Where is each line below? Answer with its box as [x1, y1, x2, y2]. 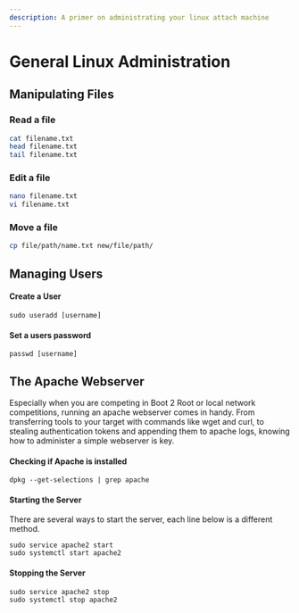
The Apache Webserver [9, 374, 145, 389]
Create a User [9, 291, 62, 302]
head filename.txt [9, 142, 78, 152]
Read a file [9, 113, 56, 126]
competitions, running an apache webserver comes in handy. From [9, 407, 256, 418]
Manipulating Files [9, 87, 114, 103]
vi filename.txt [9, 200, 70, 210]
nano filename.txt [9, 192, 78, 201]
